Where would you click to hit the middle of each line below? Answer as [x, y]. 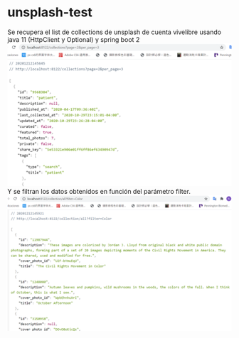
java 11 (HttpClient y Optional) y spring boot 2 [74, 39]
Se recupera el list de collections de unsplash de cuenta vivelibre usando [115, 32]
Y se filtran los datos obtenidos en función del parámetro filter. [99, 191]
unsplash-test [50, 12]
